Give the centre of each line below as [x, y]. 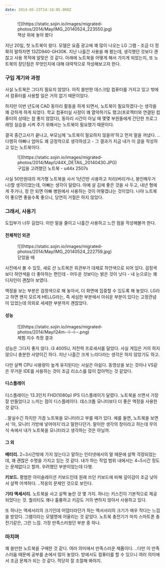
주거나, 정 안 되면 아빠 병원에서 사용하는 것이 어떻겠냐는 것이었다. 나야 [77, 191]
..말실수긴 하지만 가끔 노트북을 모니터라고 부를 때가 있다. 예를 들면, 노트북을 [77, 418]
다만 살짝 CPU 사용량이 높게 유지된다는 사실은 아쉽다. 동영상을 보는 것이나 [76, 365]
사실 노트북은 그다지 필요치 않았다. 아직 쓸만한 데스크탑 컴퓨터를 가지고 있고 [77, 89]
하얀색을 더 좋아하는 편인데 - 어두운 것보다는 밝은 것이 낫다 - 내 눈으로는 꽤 [86, 274]
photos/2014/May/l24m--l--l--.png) [53, 332]
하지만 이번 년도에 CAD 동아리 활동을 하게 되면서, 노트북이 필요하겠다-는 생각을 [81, 106]
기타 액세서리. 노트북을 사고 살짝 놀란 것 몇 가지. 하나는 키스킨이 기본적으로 [77, 494]
